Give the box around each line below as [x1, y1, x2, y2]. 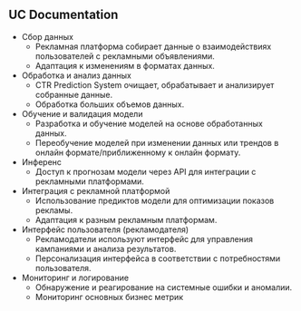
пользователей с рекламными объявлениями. [34, 50, 215, 62]
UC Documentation [8, 7, 119, 23]
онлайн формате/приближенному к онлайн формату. [34, 147, 241, 158]
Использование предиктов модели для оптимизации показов [34, 195, 275, 206]
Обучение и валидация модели [21, 108, 143, 119]
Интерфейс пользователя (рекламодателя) [21, 224, 189, 235]
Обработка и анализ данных [21, 70, 132, 81]
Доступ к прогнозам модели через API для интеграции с [34, 166, 257, 177]
